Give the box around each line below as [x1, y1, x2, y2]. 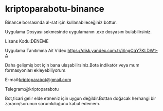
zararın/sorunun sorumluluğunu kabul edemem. [5, 100, 101, 106]
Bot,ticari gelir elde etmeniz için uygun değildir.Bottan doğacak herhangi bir [5, 95, 157, 101]
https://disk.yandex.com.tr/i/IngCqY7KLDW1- [67, 48, 158, 53]
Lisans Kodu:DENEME [5, 38, 49, 44]
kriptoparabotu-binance [5, 3, 105, 15]
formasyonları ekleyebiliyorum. [5, 67, 67, 73]
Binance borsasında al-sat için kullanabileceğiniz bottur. [5, 19, 117, 25]
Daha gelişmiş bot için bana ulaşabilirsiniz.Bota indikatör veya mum [5, 62, 140, 68]
